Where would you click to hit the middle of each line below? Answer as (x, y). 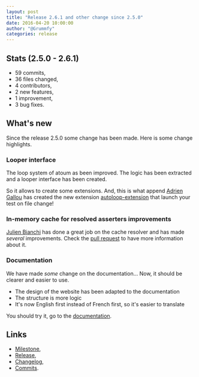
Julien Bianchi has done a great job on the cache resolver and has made (95, 232)
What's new (29, 123)
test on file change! (30, 204)
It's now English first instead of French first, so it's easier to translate (99, 304)
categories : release (32, 34)
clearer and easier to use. (38, 280)
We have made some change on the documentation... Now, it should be (94, 273)
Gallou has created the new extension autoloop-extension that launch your (98, 197)
